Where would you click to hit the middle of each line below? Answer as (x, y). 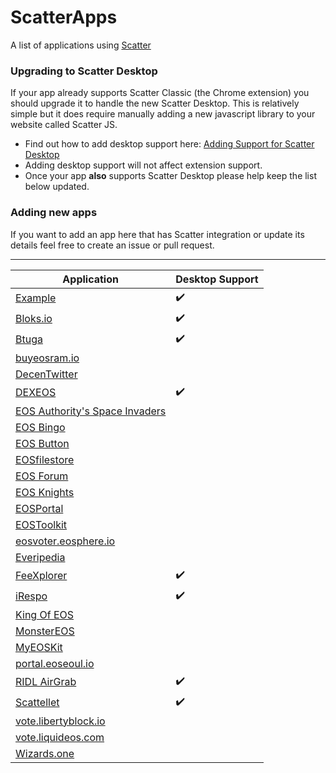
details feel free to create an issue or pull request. (112, 245)
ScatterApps (64, 17)
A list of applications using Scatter (81, 45)
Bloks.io (34, 319)
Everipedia (40, 557)
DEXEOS (36, 393)
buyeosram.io (47, 358)
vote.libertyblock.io (60, 721)
